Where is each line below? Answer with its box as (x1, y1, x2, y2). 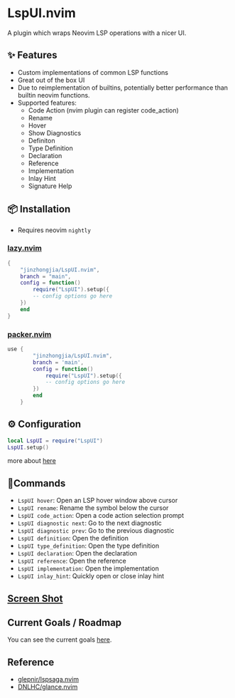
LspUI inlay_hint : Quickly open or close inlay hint (17, 572, 165, 580)
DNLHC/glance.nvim (17, 682, 78, 692)
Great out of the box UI (17, 75, 85, 84)
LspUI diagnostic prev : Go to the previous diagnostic (17, 526, 175, 535)
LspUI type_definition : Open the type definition (17, 541, 160, 550)
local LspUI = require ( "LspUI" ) (7, 437, 103, 444)
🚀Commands (7, 477, 66, 489)
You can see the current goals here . (7, 635, 112, 644)
